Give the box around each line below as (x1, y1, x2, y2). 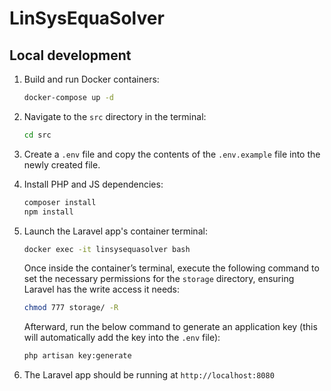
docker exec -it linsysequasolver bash (23, 244, 191, 254)
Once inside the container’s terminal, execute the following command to (23, 262, 320, 274)
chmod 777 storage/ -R (23, 303, 119, 313)
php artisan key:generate (23, 351, 132, 361)
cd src (23, 130, 52, 140)
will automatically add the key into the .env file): (23, 332, 221, 344)
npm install (23, 207, 74, 217)
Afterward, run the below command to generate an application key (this (23, 321, 318, 333)
